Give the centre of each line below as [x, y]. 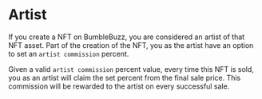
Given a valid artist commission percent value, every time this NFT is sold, [131, 69]
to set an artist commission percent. [69, 53]
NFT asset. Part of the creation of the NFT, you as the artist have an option [131, 45]
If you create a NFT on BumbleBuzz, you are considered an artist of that [127, 37]
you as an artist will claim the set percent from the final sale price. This [125, 77]
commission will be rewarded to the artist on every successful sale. [119, 86]
